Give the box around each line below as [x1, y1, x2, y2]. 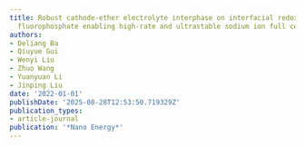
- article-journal [9, 114, 79, 123]
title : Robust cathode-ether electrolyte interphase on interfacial [9, 13, 274, 23]
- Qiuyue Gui [9, 47, 59, 56]
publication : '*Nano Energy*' [9, 123, 124, 132]
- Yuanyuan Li [9, 73, 64, 82]
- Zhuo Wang [9, 64, 54, 73]
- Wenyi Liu [9, 55, 54, 64]
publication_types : [9, 106, 84, 115]
